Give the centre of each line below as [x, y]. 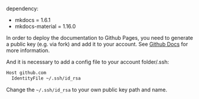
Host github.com [26, 73]
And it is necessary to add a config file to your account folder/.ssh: [88, 62]
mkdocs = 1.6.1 [33, 20]
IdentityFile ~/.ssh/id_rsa [46, 78]
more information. [28, 50]
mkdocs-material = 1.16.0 [45, 26]
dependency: [22, 9]
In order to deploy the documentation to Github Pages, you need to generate [99, 38]
